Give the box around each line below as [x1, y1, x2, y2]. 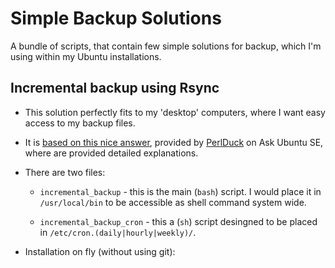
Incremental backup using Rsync [10, 80, 220, 97]
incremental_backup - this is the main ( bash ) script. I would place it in [39, 185, 322, 197]
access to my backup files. [24, 117, 136, 129]
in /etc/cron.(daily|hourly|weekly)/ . [39, 226, 197, 238]
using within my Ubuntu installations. [10, 50, 162, 62]
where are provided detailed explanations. [24, 147, 199, 159]
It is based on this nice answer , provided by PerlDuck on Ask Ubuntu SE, [24, 136, 324, 148]
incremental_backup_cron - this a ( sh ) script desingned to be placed [39, 215, 318, 227]
